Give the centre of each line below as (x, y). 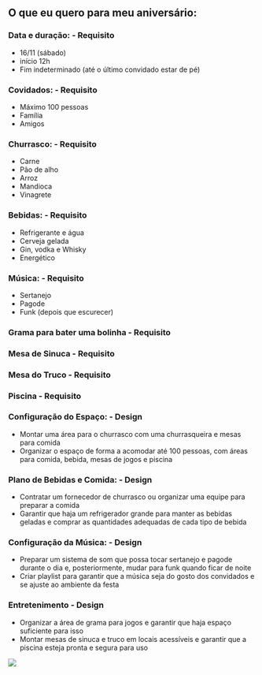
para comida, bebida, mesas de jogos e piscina (96, 459)
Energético (37, 257)
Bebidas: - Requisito (48, 215)
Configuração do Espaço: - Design (76, 417)
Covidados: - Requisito (53, 90)
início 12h (35, 61)
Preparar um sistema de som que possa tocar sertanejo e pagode (126, 560)
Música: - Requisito (46, 278)
